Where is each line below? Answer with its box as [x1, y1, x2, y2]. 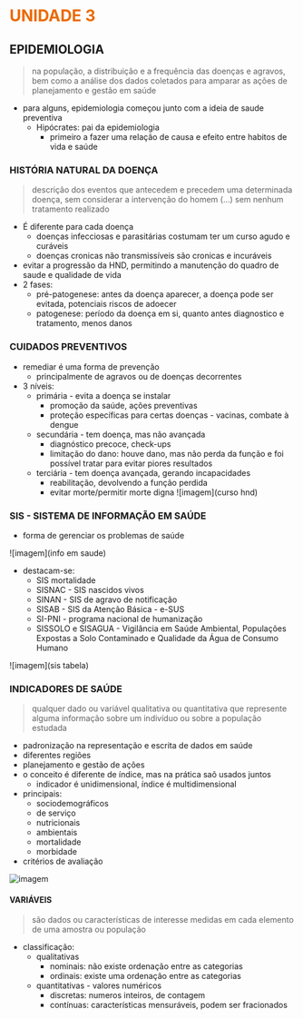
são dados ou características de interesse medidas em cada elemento [31, 915, 295, 925]
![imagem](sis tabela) [9, 659, 89, 670]
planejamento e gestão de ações [22, 759, 145, 770]
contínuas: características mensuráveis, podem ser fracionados [49, 1000, 288, 1011]
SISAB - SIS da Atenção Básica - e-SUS [35, 603, 185, 614]
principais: [22, 788, 63, 799]
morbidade [35, 846, 77, 857]
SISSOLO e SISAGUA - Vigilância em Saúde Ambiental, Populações [35, 623, 288, 634]
